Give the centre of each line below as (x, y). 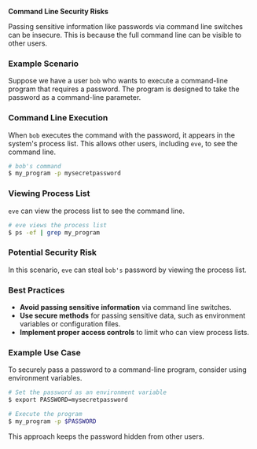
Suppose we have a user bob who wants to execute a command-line (118, 81)
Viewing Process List (49, 193)
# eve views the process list (58, 225)
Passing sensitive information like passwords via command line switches (126, 26)
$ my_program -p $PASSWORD (52, 421)
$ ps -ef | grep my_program (54, 232)
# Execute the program (45, 414)
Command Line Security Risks (58, 11)
